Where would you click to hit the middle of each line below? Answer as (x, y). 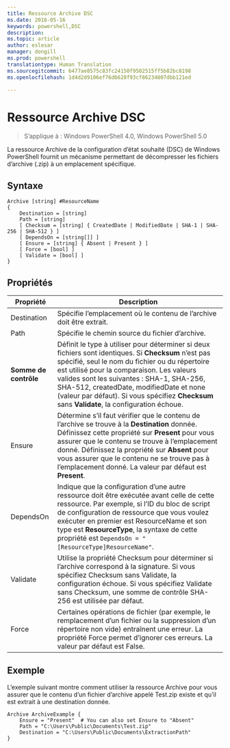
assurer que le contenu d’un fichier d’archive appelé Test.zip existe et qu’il (112, 694)
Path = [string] (43, 220)
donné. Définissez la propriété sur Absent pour (133, 449)
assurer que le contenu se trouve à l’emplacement (137, 441)
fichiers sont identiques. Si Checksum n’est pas (134, 353)
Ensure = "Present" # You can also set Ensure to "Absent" (107, 720)
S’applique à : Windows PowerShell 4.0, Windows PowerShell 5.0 (115, 136)
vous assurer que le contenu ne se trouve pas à (133, 458)
